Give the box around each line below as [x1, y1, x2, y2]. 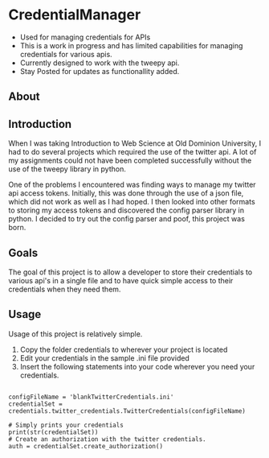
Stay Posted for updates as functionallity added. [19, 66, 180, 76]
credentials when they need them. [8, 284, 121, 294]
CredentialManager [8, 6, 141, 24]
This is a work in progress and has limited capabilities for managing [19, 40, 243, 50]
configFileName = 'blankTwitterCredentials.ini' [8, 393, 174, 401]
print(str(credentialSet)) [8, 428, 99, 436]
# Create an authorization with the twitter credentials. [8, 435, 206, 444]
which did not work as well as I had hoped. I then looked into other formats [8, 197, 255, 207]
